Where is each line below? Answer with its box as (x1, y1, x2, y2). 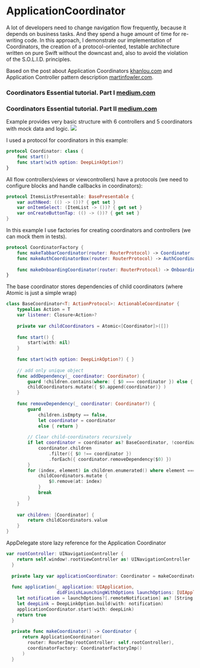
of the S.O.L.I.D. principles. (6, 56, 71, 63)
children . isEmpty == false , (37, 412, 108, 418)
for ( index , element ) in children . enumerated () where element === (27, 467, 196, 473)
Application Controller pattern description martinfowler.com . (6, 73, 154, 81)
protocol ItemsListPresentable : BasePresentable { (6, 193, 135, 199)
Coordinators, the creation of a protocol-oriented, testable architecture (6, 43, 180, 50)
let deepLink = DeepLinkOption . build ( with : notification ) (17, 601, 164, 607)
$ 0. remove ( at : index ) (48, 479, 102, 485)
